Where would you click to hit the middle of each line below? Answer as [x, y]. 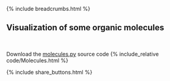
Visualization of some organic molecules [85, 28]
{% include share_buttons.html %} [49, 72]
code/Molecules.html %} [37, 60]
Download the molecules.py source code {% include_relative [83, 54]
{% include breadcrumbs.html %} [48, 9]
